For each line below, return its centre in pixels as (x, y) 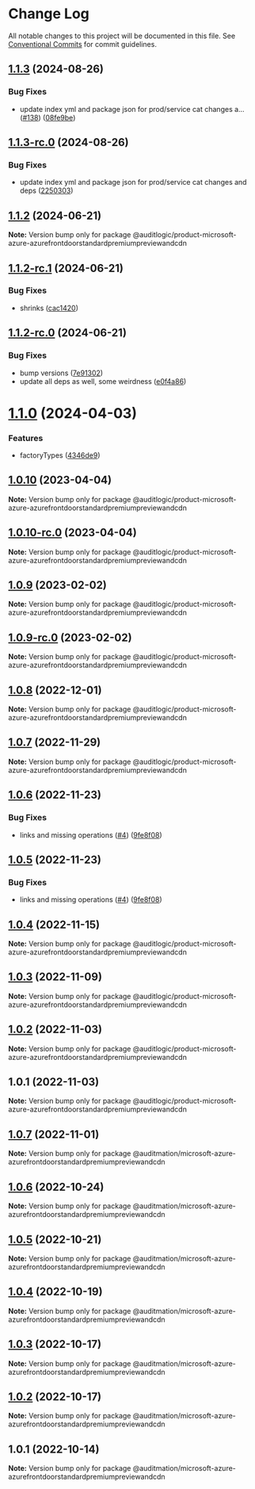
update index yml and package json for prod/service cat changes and (133, 182)
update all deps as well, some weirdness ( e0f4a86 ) (103, 381)
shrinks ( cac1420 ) (49, 308)
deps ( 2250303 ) (46, 190)
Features (26, 438)
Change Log (49, 14)
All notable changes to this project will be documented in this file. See (122, 36)
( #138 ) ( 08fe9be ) (48, 117)
